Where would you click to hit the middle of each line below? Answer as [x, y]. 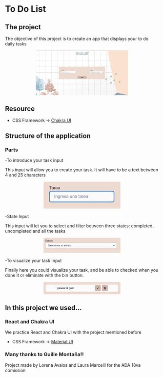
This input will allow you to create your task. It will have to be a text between [82, 170]
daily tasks [16, 44]
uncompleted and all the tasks [35, 231]
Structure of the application [48, 136]
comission [15, 370]
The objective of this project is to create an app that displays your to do [77, 39]
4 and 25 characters [25, 175]
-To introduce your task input [34, 160]
